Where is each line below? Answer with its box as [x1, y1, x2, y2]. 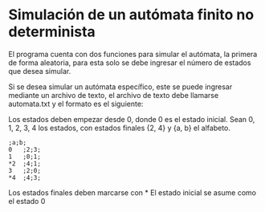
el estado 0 [8, 196, 46, 206]
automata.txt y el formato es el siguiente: [8, 99, 144, 108]
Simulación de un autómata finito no [8, 6, 255, 24]
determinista [8, 22, 96, 41]
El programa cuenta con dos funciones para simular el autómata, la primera [8, 49, 258, 59]
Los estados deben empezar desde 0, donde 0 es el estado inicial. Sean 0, [8, 114, 255, 124]
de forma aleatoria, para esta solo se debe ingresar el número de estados [8, 58, 251, 67]
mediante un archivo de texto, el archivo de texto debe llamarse [8, 90, 219, 100]
